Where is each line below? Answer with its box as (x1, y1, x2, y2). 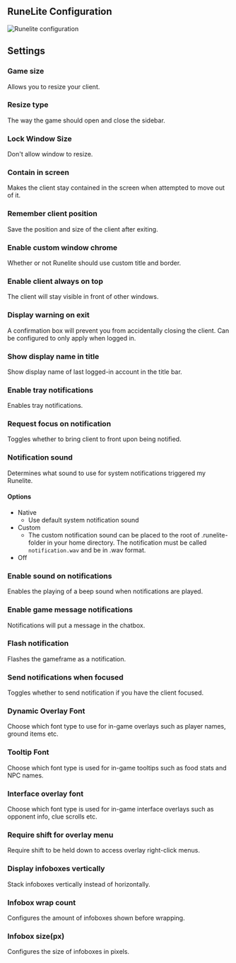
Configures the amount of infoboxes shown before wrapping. (7, 913, 185, 922)
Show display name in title (7, 351, 100, 361)
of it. (7, 191, 21, 200)
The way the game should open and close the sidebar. (7, 116, 166, 125)
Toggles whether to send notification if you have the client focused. (7, 688, 204, 697)
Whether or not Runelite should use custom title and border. (7, 258, 182, 267)
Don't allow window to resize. (7, 150, 93, 159)
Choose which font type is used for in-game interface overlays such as (7, 805, 214, 814)
